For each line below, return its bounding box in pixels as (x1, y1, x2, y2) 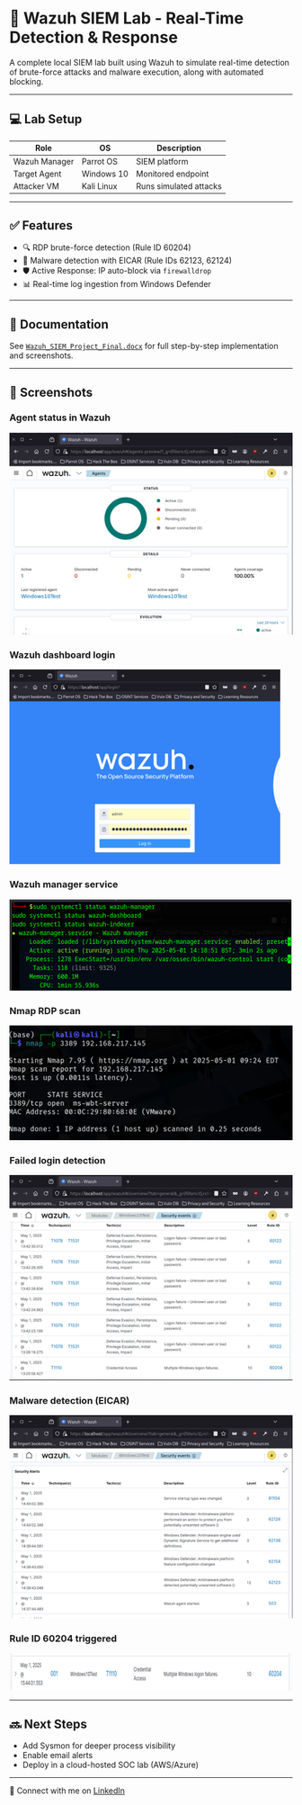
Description (156, 143, 202, 154)
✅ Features (9, 218, 74, 233)
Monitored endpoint (136, 168, 209, 179)
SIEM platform (136, 156, 189, 166)
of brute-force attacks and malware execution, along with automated (9, 67, 264, 77)
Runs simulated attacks (136, 181, 222, 192)
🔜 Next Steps (9, 1716, 87, 1731)
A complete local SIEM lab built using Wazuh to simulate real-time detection (9, 57, 290, 67)
